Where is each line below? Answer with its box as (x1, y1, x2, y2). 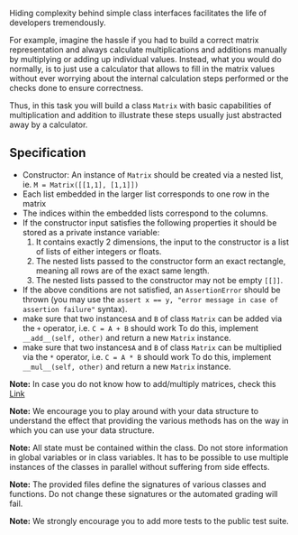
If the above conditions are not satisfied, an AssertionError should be (22, 284, 281, 295)
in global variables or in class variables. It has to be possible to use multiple (9, 451, 289, 463)
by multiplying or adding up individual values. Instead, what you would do (9, 54, 282, 64)
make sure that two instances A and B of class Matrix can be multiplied (22, 342, 282, 353)
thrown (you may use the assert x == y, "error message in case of (22, 293, 279, 305)
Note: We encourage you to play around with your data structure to (9, 405, 259, 416)
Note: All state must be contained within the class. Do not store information (9, 442, 288, 453)
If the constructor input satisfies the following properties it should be (22, 217, 277, 228)
